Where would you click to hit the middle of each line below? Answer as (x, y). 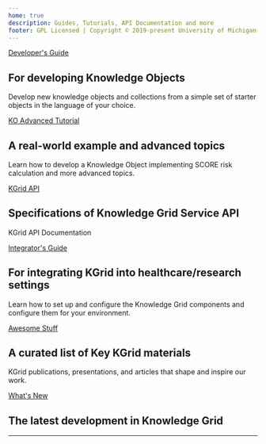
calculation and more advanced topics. (72, 173)
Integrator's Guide (38, 247)
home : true (26, 15)
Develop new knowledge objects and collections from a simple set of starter (132, 97)
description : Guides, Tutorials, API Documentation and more (111, 23)
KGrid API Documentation (50, 232)
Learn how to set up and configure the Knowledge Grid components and (126, 304)
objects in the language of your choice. (72, 105)
